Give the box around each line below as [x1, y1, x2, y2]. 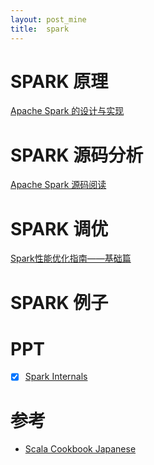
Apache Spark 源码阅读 [10, 179, 107, 191]
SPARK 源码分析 [10, 144, 144, 166]
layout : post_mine [10, 14, 87, 25]
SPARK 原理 [10, 70, 109, 93]
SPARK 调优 [10, 217, 109, 240]
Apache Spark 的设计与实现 [10, 105, 125, 117]
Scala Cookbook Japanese [24, 443, 137, 455]
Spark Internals [24, 371, 88, 383]
